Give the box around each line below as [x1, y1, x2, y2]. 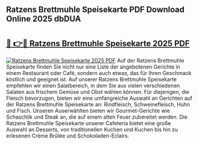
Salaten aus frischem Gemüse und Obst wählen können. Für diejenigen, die [6, 89, 190, 95]
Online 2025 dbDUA [6, 14, 82, 24]
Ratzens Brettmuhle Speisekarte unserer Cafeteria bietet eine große [6, 120, 171, 126]
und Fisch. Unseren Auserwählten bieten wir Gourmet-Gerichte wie [6, 107, 170, 114]
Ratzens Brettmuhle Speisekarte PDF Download [6, 5, 185, 15]
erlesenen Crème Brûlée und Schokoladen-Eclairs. [6, 132, 129, 139]
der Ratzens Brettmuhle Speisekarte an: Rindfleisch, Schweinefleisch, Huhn [6, 101, 190, 108]
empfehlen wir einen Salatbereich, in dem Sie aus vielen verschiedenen [6, 82, 180, 89]
